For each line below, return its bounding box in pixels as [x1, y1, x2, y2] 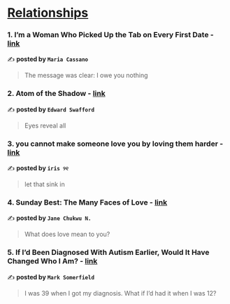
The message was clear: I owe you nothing [24, 71, 148, 80]
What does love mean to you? [24, 230, 110, 239]
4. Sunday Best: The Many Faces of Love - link [7, 198, 168, 207]
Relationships [7, 5, 89, 21]
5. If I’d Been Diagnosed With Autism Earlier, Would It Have [7, 247, 210, 257]
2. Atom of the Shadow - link [7, 89, 106, 99]
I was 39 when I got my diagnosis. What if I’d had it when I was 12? [24, 289, 217, 297]
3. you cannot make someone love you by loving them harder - [7, 139, 224, 148]
